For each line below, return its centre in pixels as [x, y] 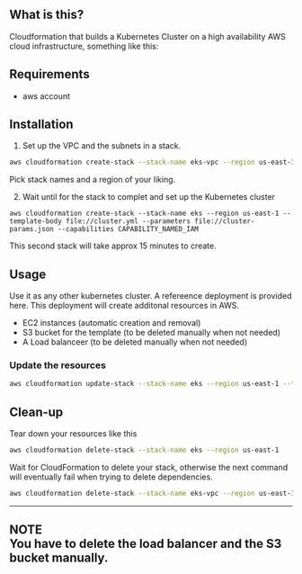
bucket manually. [59, 558]
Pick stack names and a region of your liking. [93, 180]
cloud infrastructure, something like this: [84, 46]
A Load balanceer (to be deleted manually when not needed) [135, 342]
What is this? [47, 15]
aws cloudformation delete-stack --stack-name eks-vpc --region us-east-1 [152, 493]
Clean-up [36, 412]
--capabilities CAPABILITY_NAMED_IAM [128, 229]
